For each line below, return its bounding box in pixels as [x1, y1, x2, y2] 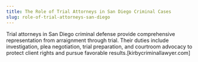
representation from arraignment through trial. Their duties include [6, 37, 169, 44]
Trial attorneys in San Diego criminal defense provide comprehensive [6, 30, 175, 37]
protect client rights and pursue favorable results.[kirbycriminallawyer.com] [6, 49, 191, 56]
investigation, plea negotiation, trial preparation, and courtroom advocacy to [6, 43, 193, 50]
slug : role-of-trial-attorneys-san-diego [6, 14, 111, 20]
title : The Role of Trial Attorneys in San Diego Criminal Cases [6, 8, 171, 15]
